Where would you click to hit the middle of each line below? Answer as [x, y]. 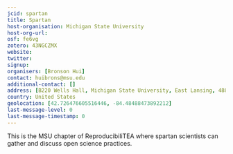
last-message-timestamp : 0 [46, 116]
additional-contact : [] [42, 84]
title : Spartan [29, 20]
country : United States [42, 97]
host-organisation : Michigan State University [76, 26]
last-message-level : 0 [40, 110]
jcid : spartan [28, 13]
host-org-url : [28, 33]
